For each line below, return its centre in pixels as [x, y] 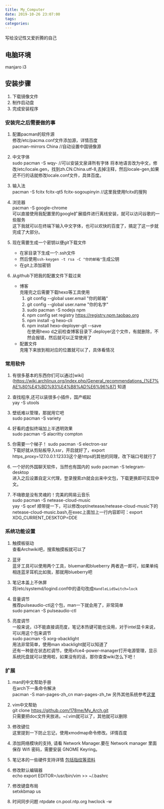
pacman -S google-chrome [40, 208]
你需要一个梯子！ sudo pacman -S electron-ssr [60, 444]
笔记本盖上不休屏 [29, 582]
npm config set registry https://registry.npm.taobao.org [83, 315]
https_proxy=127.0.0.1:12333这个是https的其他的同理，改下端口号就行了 [84, 457]
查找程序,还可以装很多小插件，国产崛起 [52, 397]
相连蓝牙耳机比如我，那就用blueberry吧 [52, 572]
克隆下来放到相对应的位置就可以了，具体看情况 [67, 350]
